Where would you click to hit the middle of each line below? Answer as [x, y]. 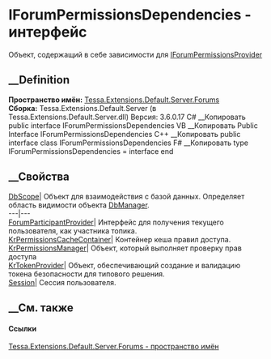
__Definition [39, 80]
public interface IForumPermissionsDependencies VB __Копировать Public [133, 125]
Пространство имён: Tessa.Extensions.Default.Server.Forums [114, 100]
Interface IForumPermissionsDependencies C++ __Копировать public [125, 134]
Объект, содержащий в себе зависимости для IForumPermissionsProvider [135, 54]
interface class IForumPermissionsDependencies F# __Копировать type [129, 143]
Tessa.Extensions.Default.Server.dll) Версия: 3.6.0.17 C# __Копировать [127, 117]
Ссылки [23, 328]
